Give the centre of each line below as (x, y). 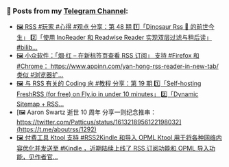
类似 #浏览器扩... (40, 75)
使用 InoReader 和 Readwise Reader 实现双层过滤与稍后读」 (128, 38)
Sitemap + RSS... (40, 104)
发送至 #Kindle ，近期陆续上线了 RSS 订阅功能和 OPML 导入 (125, 148)
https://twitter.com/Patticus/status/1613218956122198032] (99, 122)
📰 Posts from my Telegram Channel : (67, 11)
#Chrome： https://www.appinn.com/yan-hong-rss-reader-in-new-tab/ (117, 66)
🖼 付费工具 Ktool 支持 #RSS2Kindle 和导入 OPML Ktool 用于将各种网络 (116, 137)
